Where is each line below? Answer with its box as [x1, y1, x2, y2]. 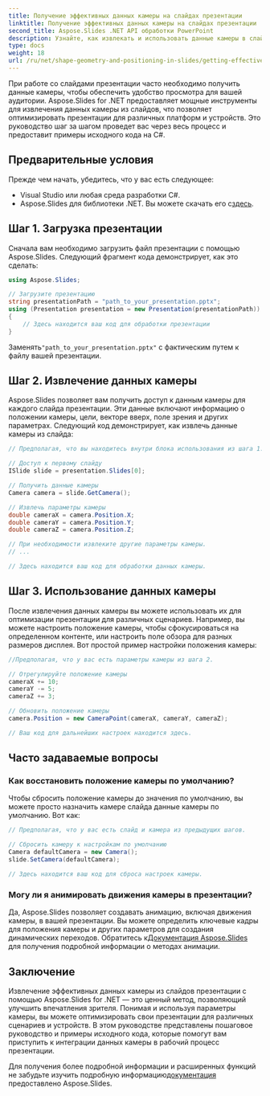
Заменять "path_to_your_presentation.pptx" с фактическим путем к [8, 342, 239, 352]
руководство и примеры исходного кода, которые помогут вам [8, 1029, 227, 1038]
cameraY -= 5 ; [8, 685, 56, 693]
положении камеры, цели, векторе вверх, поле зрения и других [8, 412, 229, 422]
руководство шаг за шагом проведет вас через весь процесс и [8, 121, 227, 131]
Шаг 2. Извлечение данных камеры [8, 374, 198, 388]
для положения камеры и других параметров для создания [8, 925, 215, 934]
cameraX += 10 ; [8, 677, 59, 685]
